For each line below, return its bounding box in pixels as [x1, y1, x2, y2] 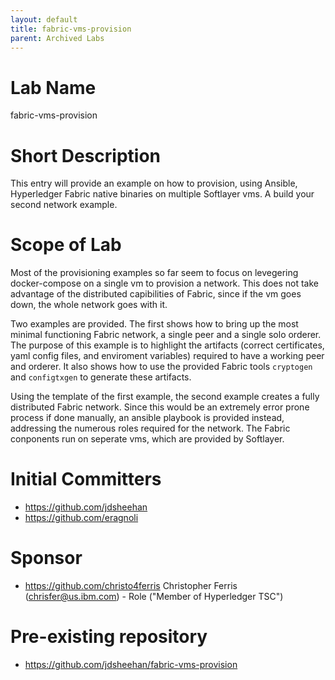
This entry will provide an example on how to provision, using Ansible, [10, 177, 298, 190]
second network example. [10, 199, 118, 211]
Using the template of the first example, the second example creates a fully [10, 391, 320, 403]
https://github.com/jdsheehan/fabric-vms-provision [24, 659, 238, 670]
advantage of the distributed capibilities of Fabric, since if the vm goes [10, 288, 302, 300]
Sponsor [10, 547, 83, 570]
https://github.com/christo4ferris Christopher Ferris [24, 580, 238, 592]
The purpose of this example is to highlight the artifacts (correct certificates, [10, 339, 325, 351]
